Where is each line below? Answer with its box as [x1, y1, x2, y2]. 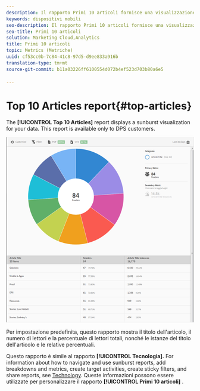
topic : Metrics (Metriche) [6, 48, 73, 54]
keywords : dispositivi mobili [6, 16, 82, 22]
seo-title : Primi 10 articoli [6, 29, 82, 35]
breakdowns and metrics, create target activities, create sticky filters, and [6, 365, 187, 372]
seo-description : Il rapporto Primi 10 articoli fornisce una [6, 22, 164, 28]
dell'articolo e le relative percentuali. [6, 341, 95, 348]
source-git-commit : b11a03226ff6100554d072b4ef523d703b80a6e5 [6, 66, 164, 72]
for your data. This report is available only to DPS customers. [6, 125, 156, 133]
